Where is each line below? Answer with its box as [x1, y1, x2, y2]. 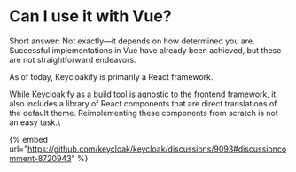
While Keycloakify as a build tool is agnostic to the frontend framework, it [9, 89, 277, 99]
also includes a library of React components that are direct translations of [9, 98, 277, 108]
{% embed [9, 134, 49, 145]
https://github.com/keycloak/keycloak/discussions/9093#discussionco [27, 144, 287, 154]
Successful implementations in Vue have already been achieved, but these [9, 44, 282, 55]
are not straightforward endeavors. [9, 54, 136, 65]
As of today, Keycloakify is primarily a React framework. [9, 71, 214, 82]
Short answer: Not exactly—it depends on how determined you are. [9, 35, 255, 46]
